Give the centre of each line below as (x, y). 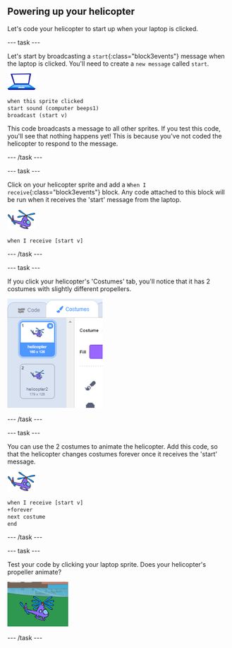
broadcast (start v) (38, 115)
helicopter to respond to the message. (63, 143)
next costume (26, 517)
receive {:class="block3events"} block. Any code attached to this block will (116, 192)
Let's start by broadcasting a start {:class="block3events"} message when (116, 56)
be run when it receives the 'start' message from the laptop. (94, 199)
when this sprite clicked (45, 101)
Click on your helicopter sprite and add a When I (77, 184)
